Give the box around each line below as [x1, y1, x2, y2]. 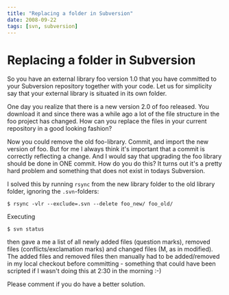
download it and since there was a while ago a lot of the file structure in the [7, 110, 220, 118]
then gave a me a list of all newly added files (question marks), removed [7, 238, 210, 246]
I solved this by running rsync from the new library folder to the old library [7, 180, 215, 188]
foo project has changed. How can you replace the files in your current [7, 117, 207, 125]
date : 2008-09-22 [7, 16, 57, 23]
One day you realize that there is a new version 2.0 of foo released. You [7, 103, 209, 111]
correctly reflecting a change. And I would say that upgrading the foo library [7, 152, 222, 161]
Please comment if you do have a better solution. [7, 280, 146, 288]
